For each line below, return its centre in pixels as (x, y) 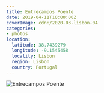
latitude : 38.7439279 (39, 45)
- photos (17, 34)
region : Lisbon (31, 61)
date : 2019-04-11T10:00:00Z (41, 17)
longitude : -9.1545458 (40, 51)
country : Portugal (35, 67)
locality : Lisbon (33, 56)
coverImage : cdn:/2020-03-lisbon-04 (52, 23)
